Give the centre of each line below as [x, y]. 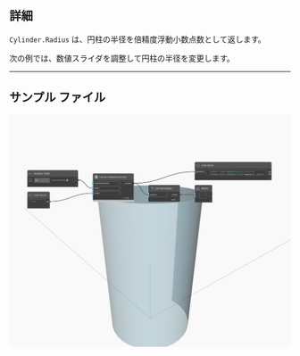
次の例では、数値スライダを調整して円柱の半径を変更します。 [122, 58]
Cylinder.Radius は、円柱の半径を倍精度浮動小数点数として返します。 [137, 39]
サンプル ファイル [58, 98]
